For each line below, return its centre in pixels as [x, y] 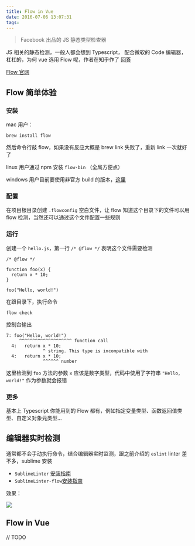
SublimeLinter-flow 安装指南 [49, 481]
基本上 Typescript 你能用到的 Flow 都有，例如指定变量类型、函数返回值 [92, 410]
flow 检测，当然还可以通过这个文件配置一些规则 [64, 217]
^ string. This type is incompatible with [95, 351]
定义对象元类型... [42, 418]
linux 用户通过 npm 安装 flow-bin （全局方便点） [65, 167]
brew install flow [28, 136]
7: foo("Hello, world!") [36, 335]
